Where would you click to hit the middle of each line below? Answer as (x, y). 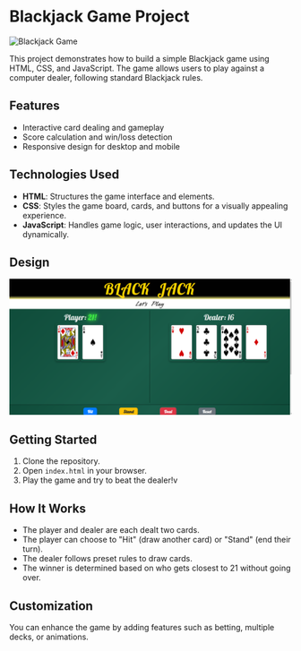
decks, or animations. (49, 637)
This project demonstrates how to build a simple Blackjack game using (140, 58)
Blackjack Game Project (99, 17)
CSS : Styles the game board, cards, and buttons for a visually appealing (155, 206)
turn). (32, 549)
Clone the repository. (61, 461)
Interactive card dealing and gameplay (93, 127)
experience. (44, 215)
